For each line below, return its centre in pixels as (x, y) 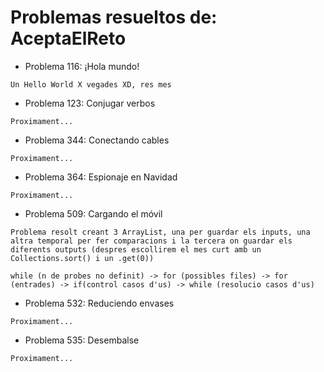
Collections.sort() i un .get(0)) (82, 258)
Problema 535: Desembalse (82, 340)
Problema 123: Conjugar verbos (90, 103)
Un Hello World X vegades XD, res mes (91, 84)
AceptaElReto (68, 38)
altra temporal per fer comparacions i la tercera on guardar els (151, 241)
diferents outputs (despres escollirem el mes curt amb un (136, 249)
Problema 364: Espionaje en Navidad (101, 177)
